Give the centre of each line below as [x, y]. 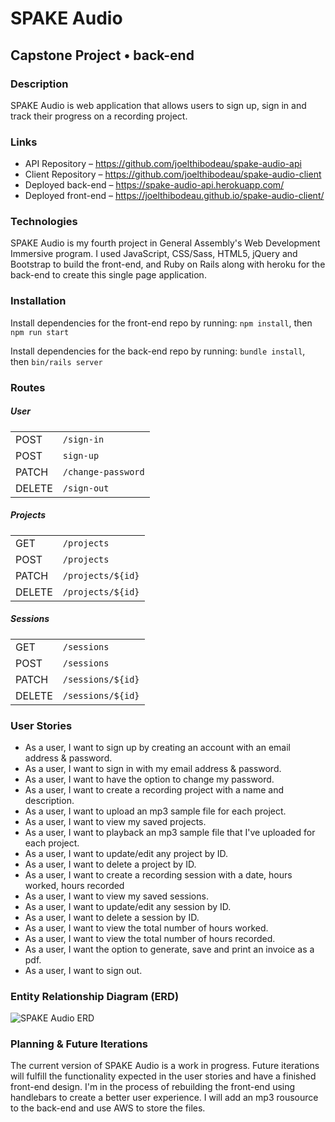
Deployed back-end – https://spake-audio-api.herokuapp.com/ [154, 185]
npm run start [40, 332]
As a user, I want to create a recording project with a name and [154, 789]
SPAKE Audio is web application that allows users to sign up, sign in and [158, 105]
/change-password [103, 471]
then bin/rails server [56, 361]
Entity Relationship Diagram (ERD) [95, 996]
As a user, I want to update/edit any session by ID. [128, 906]
